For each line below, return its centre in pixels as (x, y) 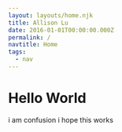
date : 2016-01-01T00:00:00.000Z (61, 30)
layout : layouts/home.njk (50, 15)
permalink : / (30, 37)
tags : (17, 52)
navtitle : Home (33, 45)
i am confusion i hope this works (61, 119)
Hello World (47, 98)
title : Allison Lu (38, 23)
